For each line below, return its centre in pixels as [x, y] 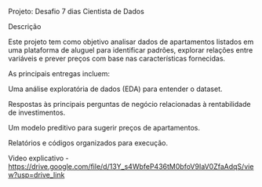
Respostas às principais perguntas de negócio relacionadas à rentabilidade [129, 104]
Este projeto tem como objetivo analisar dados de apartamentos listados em [131, 42]
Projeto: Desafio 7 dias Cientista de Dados [76, 11]
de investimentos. [37, 112]
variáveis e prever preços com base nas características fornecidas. [117, 59]
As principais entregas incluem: [59, 73]
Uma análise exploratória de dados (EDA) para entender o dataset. [115, 89]
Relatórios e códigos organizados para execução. [88, 143]
